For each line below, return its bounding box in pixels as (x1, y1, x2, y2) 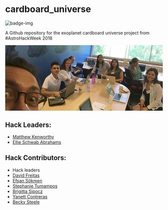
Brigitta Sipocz (12, 188, 43, 194)
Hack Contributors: (5, 154, 66, 162)
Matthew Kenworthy (12, 134, 54, 140)
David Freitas (12, 172, 40, 178)
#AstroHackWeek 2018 (5, 35, 52, 41)
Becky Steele (12, 199, 40, 205)
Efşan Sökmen (12, 177, 42, 183)
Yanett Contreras (12, 193, 47, 199)
